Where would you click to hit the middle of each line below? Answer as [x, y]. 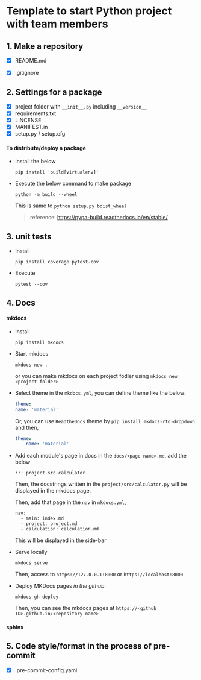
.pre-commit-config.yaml [46, 670]
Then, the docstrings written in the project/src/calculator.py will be [101, 484]
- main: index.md [42, 519]
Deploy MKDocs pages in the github [60, 586]
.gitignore [27, 73]
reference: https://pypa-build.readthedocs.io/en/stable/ [99, 218]
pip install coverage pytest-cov [57, 262]
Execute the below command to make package [73, 184]
